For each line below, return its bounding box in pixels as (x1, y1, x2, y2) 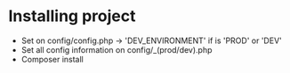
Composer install (20, 54, 84, 64)
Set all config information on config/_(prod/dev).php (20, 44, 213, 55)
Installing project (8, 6, 136, 26)
